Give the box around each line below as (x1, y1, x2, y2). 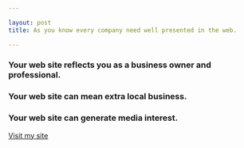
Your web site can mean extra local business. (8, 91, 187, 102)
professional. (8, 70, 61, 81)
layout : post (8, 18, 52, 26)
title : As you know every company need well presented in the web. (8, 26, 238, 34)
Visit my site (8, 130, 49, 140)
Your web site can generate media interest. (8, 113, 178, 124)
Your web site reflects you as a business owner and (8, 59, 211, 70)
